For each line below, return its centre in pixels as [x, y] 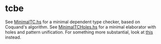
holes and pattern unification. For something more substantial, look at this [79, 32]
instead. [13, 37]
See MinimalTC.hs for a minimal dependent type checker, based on [73, 22]
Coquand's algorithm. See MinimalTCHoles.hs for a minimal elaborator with [80, 27]
